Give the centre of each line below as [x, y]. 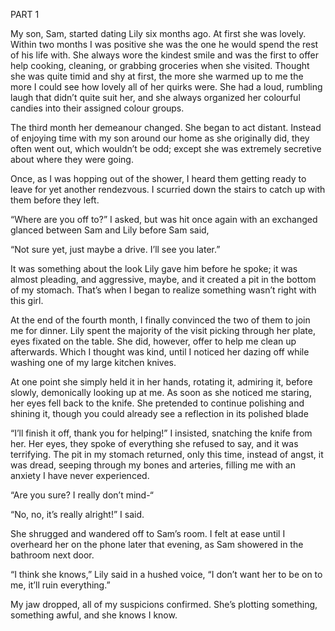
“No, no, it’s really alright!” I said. [77, 514]
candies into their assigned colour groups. [97, 108]
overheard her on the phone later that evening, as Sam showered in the [157, 544]
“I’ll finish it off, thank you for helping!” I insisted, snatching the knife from [161, 433]
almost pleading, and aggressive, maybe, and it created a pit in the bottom [163, 279]
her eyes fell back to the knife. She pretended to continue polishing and [157, 403]
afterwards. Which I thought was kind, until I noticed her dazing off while [160, 352]
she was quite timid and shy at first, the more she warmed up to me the [157, 76]
